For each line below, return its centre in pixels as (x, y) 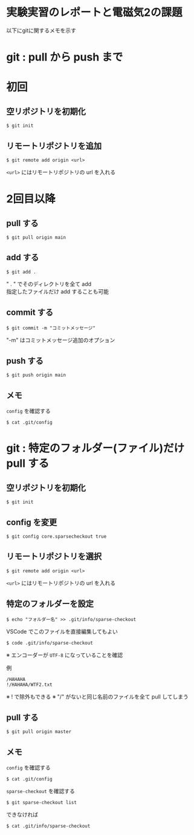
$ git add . (21, 272)
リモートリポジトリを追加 (54, 146)
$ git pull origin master (39, 732)
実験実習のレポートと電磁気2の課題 (94, 12)
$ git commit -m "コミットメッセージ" (51, 328)
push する (25, 360)
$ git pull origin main (36, 237)
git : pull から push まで (65, 57)
